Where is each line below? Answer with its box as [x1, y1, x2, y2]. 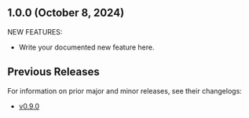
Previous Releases [7, 65, 100, 79]
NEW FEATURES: [7, 27, 63, 36]
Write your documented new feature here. [18, 42, 155, 52]
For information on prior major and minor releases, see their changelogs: [7, 86, 243, 95]
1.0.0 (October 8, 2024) [7, 6, 125, 20]
